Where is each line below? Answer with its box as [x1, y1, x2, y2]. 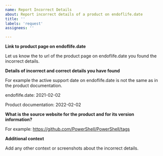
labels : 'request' [5, 21, 43, 26]
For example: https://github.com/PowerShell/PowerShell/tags [5, 126, 130, 132]
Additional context [5, 136, 45, 142]
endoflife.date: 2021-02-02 [5, 92, 61, 98]
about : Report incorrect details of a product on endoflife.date [5, 12, 143, 17]
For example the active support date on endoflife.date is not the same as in [5, 78, 158, 83]
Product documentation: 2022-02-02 [5, 102, 81, 108]
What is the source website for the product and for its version [5, 112, 135, 117]
